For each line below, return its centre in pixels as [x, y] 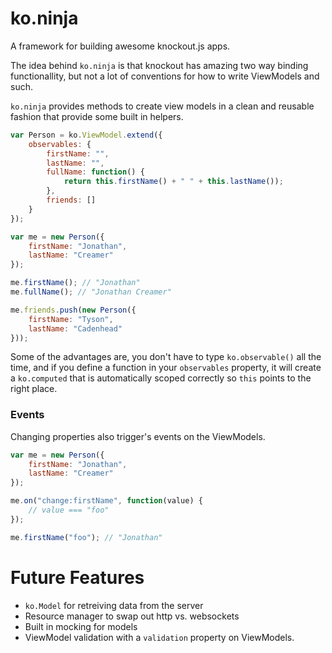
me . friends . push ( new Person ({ [73, 310]
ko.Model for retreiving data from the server [114, 605]
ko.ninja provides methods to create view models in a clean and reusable [162, 106]
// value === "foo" [69, 510]
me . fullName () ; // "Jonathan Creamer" [91, 292]
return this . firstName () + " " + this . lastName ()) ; [173, 182]
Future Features [77, 577]
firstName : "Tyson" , [71, 319]
